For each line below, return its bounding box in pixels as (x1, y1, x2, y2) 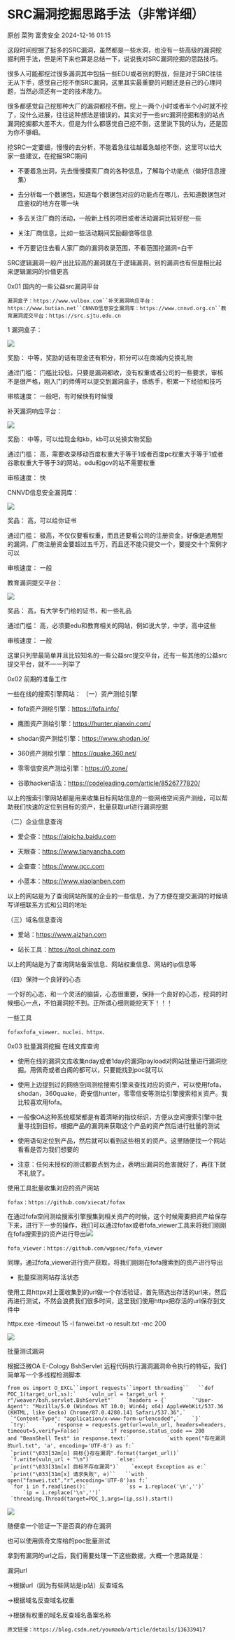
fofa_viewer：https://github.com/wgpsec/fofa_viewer (7, 1244, 163, 1252)
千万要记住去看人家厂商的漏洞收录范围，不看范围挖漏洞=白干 (17, 243, 194, 252)
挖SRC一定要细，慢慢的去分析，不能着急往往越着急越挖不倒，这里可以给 (7, 143, 216, 151)
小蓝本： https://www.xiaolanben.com (17, 877, 126, 885)
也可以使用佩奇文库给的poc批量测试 (7, 1536, 111, 1545)
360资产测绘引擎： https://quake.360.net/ (17, 749, 137, 757)
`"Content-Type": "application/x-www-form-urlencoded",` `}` (10, 1415, 201, 1422)
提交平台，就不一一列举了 (7, 660, 81, 668)
